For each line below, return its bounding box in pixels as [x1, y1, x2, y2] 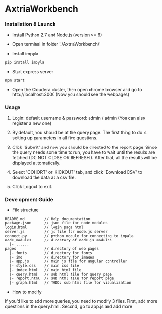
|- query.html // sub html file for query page [9, 272, 112, 277]
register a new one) [12, 120, 52, 126]
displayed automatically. [12, 160, 61, 166]
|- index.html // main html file [9, 268, 82, 273]
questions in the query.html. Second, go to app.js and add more [5, 303, 133, 310]
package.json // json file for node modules [5, 221, 108, 226]
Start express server [12, 69, 54, 74]
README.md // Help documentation [5, 217, 90, 222]
